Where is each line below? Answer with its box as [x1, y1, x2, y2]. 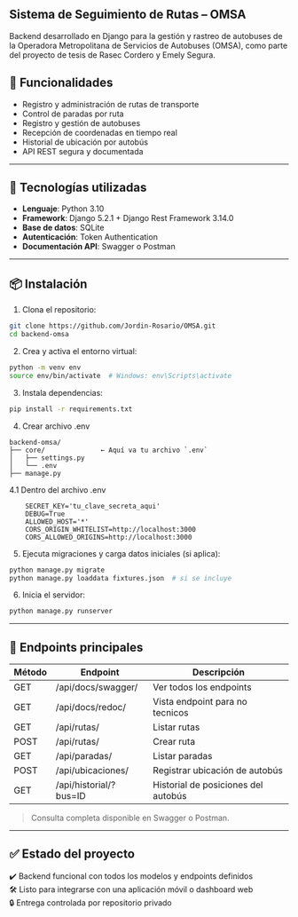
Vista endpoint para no [153, 696, 248, 708]
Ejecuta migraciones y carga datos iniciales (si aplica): [21, 548, 221, 558]
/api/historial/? [55, 779, 116, 791]
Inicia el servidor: [21, 589, 86, 600]
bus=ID [55, 790, 86, 802]
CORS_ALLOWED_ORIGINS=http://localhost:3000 [25, 533, 192, 542]
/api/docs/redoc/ [55, 701, 127, 714]
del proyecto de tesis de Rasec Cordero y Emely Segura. [9, 49, 216, 60]
